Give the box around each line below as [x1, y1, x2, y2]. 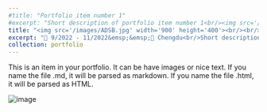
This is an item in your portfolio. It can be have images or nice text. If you [8, 62, 246, 72]
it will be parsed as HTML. [8, 80, 94, 89]
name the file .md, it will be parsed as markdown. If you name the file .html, [8, 71, 254, 80]
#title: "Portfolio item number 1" [8, 11, 126, 20]
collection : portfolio [8, 41, 83, 49]
